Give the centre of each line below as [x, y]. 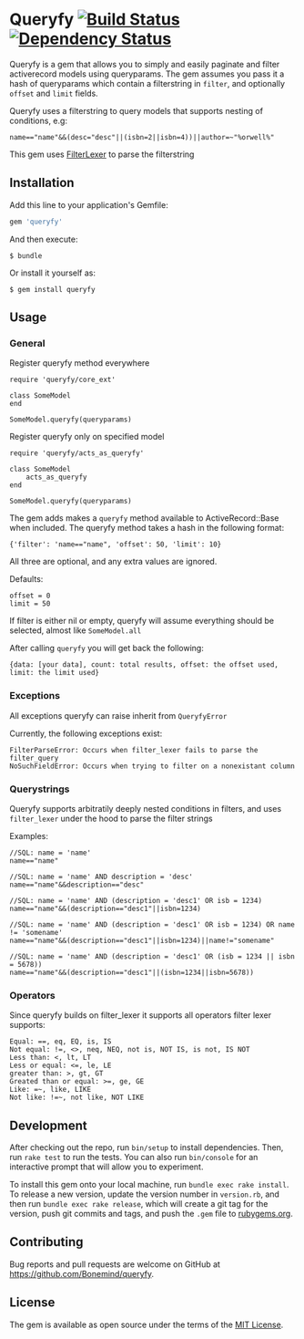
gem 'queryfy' [36, 222]
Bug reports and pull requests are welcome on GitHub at [115, 1264]
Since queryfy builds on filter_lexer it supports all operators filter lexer [140, 1015]
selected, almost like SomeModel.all [76, 630]
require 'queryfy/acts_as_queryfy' [77, 453]
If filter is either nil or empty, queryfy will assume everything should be [142, 621]
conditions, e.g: [39, 120]
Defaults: [26, 579]
